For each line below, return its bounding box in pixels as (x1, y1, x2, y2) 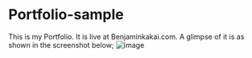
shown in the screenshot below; (8, 40, 114, 49)
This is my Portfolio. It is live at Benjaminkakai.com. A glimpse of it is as (8, 32, 245, 41)
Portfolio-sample (8, 6, 124, 24)
